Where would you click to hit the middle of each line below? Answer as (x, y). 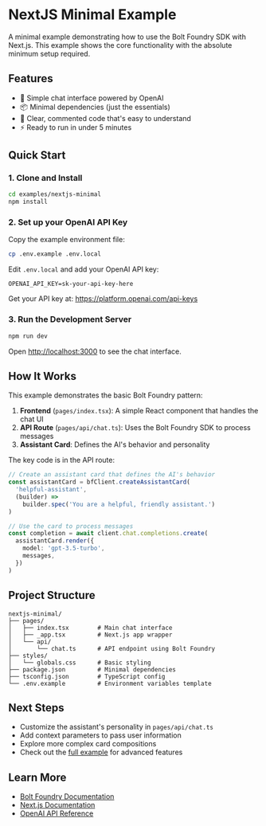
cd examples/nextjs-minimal (55, 194)
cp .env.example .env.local (55, 254)
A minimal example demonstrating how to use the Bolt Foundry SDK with (127, 37)
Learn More (37, 777)
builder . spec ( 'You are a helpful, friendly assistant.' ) (119, 504)
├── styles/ (28, 656)
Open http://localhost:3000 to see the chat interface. (95, 351)
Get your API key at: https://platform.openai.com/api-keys (103, 299)
